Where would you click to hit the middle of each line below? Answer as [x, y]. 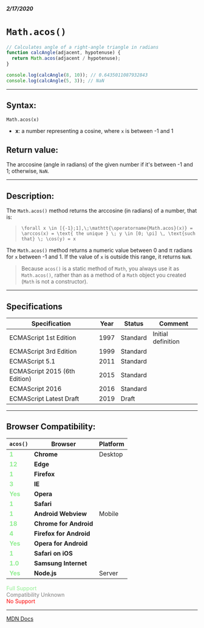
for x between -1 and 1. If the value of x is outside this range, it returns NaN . [99, 257]
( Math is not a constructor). [54, 282]
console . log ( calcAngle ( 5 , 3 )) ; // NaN [55, 80]
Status [134, 324]
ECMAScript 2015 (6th [42, 371]
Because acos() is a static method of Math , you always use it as [100, 269]
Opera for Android [61, 543]
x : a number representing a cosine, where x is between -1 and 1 [94, 130]
